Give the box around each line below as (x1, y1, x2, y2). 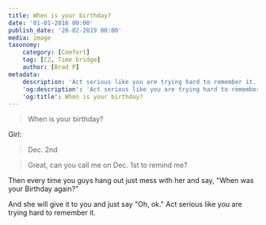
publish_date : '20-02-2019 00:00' (8, 26, 123, 34)
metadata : (8, 71, 41, 78)
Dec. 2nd (27, 145, 58, 154)
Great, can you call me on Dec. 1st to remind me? (27, 160, 188, 170)
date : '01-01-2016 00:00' (8, 19, 93, 27)
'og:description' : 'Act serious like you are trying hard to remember (22, 85, 260, 93)
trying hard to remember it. (8, 208, 97, 218)
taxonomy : (8, 41, 41, 49)
